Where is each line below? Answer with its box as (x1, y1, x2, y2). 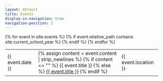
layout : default (5, 7, 38, 12)
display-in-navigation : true (5, 16, 64, 21)
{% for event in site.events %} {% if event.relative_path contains (5, 34, 133, 40)
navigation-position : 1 (5, 20, 53, 26)
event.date (7, 59, 32, 66)
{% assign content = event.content (38, 50, 117, 57)
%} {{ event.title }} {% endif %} (38, 68, 108, 75)
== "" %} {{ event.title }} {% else (38, 62, 111, 69)
